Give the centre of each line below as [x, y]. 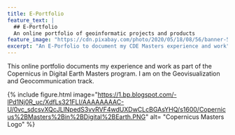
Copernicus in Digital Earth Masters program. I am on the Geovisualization [114, 73]
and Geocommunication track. [51, 81]
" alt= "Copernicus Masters [185, 117]
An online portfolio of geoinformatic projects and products [105, 33]
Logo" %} [21, 124]
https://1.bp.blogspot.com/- [137, 94]
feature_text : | [31, 20]
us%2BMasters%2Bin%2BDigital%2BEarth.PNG [77, 117]
